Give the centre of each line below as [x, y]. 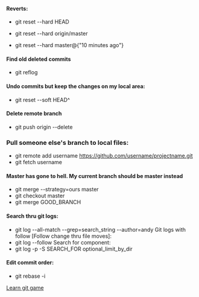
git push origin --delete [44, 127]
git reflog [26, 72]
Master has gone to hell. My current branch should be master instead [95, 176]
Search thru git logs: [32, 216]
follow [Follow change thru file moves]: [63, 236]
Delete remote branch [34, 113]
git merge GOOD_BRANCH [48, 202]
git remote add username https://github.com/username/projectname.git [104, 156]
